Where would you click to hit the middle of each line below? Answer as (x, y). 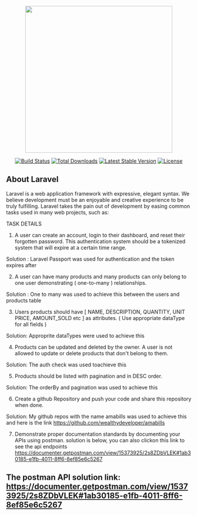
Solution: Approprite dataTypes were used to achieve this (76, 335)
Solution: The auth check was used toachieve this (66, 365)
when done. (29, 405)
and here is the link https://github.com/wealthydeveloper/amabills (86, 422)
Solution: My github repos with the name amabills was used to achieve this (96, 416)
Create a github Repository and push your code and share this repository (103, 399)
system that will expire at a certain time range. (71, 247)
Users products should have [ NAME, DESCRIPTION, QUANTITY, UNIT (100, 312)
